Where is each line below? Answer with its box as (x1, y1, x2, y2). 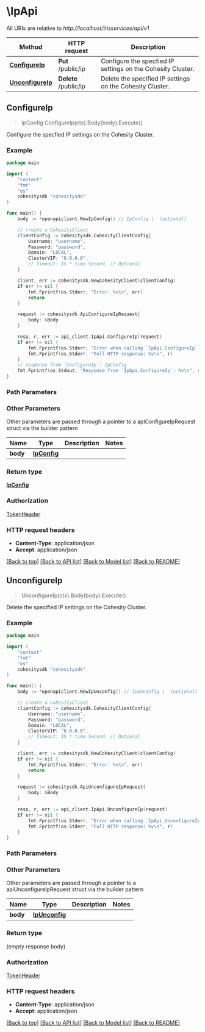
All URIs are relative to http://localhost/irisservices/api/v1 (6, 24, 149, 32)
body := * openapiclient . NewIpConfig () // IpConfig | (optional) (17, 216, 187, 222)
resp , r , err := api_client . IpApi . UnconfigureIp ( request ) (17, 806, 168, 812)
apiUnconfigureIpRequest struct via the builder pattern (6, 886, 144, 893)
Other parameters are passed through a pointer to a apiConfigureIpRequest (6, 418, 196, 425)
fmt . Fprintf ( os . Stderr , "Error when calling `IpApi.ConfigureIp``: (28, 345, 203, 351)
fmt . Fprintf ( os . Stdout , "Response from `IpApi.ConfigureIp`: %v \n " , (17, 368, 195, 374)
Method (19, 43, 43, 51)
